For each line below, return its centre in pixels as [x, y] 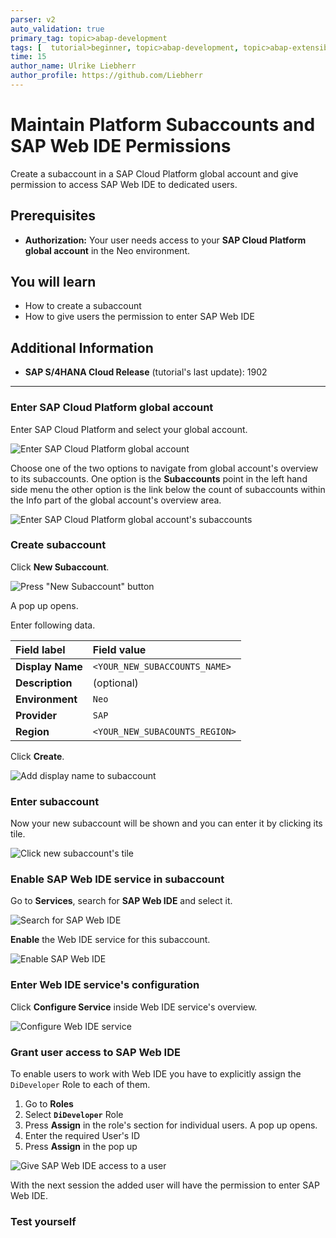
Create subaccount [58, 545]
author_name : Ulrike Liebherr [73, 66]
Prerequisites [53, 216]
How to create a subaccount [83, 306]
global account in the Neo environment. [107, 250]
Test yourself [43, 1221]
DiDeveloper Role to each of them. [80, 1085]
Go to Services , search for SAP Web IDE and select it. [121, 901]
